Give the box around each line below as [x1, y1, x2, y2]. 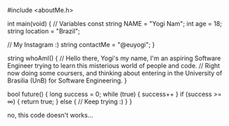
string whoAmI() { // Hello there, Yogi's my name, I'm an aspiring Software [7, 54, 221, 62]
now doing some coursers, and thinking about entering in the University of [7, 69, 223, 77]
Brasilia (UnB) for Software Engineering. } [7, 76, 128, 85]
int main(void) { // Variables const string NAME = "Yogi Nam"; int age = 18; [7, 20, 223, 27]
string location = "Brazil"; [7, 27, 81, 35]
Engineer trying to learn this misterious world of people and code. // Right [7, 62, 220, 69]
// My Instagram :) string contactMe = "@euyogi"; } [7, 41, 155, 48]
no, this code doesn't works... [7, 111, 93, 119]
